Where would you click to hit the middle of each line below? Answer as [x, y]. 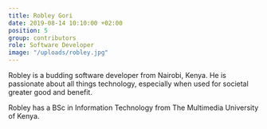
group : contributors [43, 38]
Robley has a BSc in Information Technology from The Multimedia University [133, 107]
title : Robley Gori [41, 16]
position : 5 [28, 30]
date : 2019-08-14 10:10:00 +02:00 [66, 23]
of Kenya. [24, 116]
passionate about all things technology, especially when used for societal [128, 84]
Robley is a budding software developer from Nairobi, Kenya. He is [118, 75]
